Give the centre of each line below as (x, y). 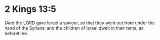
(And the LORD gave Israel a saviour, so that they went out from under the (80, 23)
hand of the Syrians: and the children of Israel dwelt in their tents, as (74, 28)
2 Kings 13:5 (30, 9)
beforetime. (16, 33)
